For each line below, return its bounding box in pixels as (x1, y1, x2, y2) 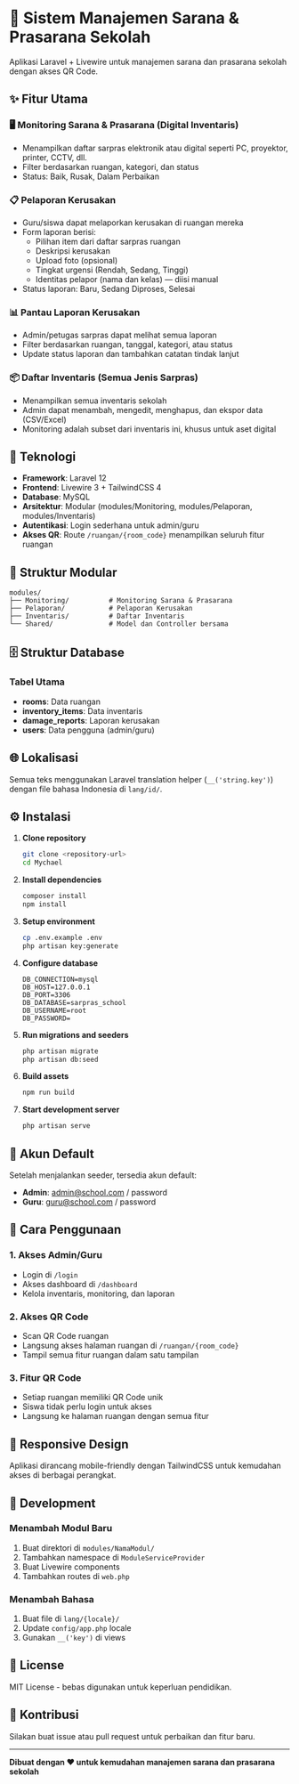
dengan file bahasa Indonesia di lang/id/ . (9, 783, 163, 794)
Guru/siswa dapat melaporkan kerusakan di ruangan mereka (21, 217, 244, 228)
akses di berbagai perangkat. (9, 1470, 117, 1480)
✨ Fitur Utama (9, 92, 89, 107)
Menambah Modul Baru (9, 1522, 113, 1535)
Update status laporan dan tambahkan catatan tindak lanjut (21, 349, 239, 360)
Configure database (21, 957, 99, 969)
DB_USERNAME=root (21, 1006, 87, 1015)
